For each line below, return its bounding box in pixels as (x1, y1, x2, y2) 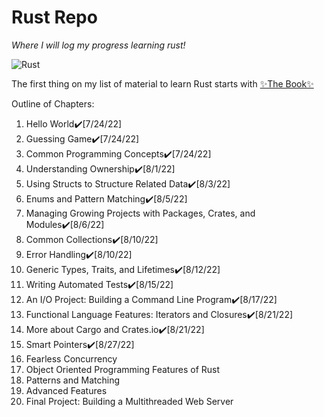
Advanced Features (25, 384, 108, 396)
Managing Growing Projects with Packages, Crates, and (25, 207, 256, 219)
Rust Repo (11, 6, 98, 29)
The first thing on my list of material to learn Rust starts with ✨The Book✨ (11, 77, 314, 90)
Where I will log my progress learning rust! (11, 39, 186, 51)
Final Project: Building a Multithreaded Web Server (25, 395, 234, 407)
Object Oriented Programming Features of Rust (25, 363, 221, 375)
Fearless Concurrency (25, 352, 118, 365)
